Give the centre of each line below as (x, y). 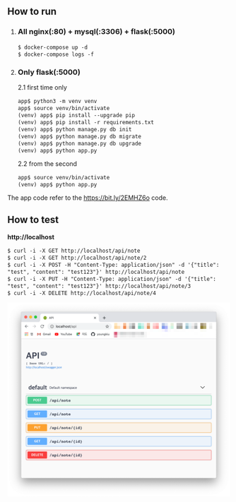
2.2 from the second (47, 163)
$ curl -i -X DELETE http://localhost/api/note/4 (82, 293)
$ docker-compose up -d (53, 47)
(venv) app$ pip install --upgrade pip (76, 115)
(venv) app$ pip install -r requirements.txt (85, 122)
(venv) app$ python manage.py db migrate (79, 136)
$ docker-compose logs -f (55, 54)
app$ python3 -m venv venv (57, 101)
